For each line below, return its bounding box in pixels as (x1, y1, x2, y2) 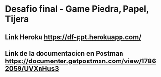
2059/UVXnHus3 (5, 64, 59, 73)
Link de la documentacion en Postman (5, 49, 123, 58)
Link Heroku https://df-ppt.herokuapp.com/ (5, 33, 141, 41)
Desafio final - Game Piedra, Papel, (5, 3, 149, 15)
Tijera (5, 14, 29, 25)
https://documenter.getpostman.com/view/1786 (5, 57, 156, 65)
